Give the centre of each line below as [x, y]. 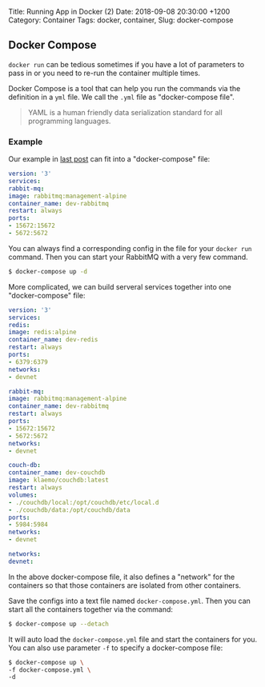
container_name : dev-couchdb [57, 473]
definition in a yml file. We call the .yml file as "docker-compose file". [121, 97]
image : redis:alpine [43, 332]
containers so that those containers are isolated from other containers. [125, 585]
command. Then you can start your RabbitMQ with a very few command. [128, 257]
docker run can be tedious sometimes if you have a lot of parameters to [126, 64]
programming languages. [69, 121]
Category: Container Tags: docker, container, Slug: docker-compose [121, 20]
